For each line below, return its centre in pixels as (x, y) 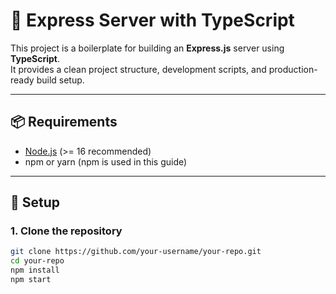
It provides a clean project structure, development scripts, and (138, 69)
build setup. (60, 80)
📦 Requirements (64, 122)
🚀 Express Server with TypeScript (152, 20)
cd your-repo (37, 261)
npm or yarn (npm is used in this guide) (106, 161)
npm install (35, 270)
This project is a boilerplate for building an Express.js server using (147, 48)
